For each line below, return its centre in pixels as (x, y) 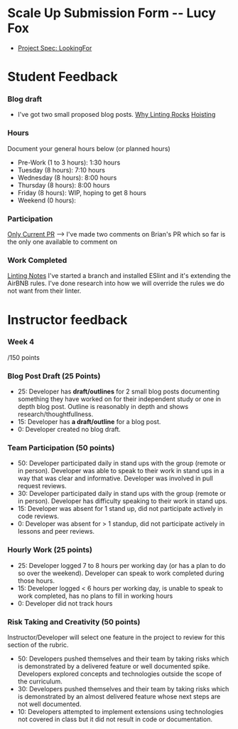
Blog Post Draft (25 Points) (54, 376)
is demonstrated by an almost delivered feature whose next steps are (119, 696)
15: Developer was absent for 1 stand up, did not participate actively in (120, 509)
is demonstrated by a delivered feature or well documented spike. (114, 666)
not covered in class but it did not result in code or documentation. (115, 719)
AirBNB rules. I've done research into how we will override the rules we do (116, 284)
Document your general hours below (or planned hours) (89, 148)
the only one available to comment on (62, 242)
